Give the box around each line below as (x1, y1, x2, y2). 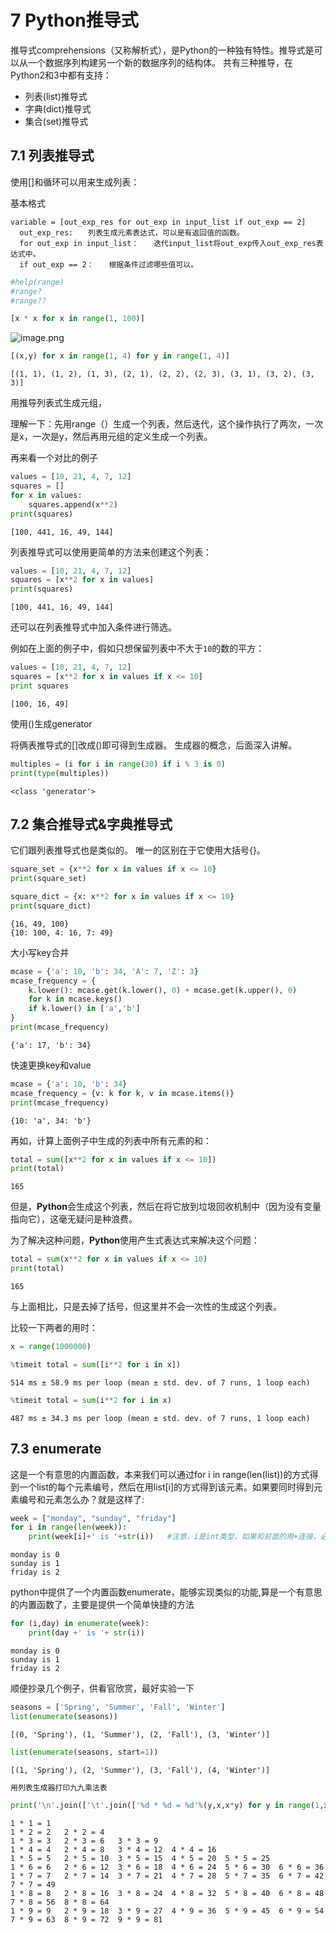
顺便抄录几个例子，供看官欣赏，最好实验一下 (10, 1682, 195, 1694)
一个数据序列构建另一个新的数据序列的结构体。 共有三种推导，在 (27, 56, 293, 68)
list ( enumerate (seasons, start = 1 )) (10, 1747, 159, 1757)
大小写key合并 (10, 946, 70, 958)
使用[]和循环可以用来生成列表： (10, 176, 140, 188)
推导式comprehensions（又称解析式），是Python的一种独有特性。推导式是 (10, 44, 315, 56)
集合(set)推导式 (24, 115, 89, 127)
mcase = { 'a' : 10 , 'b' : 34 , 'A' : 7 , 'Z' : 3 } (10, 966, 199, 976)
